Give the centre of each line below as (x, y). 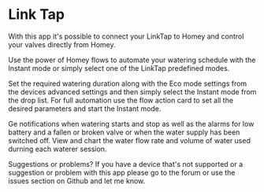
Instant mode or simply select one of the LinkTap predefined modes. (119, 68)
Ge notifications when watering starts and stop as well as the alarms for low (131, 124)
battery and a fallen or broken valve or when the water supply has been (124, 132)
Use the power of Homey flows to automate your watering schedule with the (132, 60)
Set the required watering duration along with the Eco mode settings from (128, 83)
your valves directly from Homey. (62, 44)
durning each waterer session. (58, 149)
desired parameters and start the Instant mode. (85, 109)
